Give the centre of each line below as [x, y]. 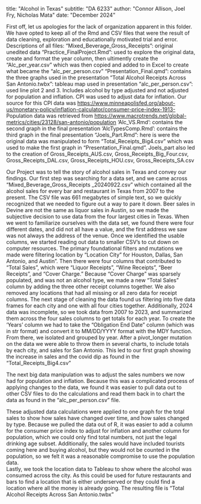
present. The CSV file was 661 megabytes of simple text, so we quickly [94, 197]
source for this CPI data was [41, 103]
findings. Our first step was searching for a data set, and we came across [97, 178]
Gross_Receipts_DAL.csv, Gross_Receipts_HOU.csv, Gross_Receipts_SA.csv [100, 160]
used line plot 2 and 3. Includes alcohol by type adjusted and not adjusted [97, 90]
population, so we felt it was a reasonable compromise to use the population [100, 456]
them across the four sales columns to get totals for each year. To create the [100, 318]
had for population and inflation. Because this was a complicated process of [100, 381]
